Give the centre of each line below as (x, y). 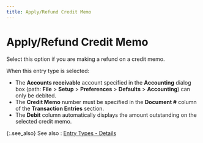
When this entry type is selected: (48, 71)
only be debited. (36, 96)
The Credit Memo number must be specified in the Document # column (106, 102)
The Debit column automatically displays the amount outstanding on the (106, 115)
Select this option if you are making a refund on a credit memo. (86, 59)
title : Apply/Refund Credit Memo (49, 12)
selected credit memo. (43, 121)
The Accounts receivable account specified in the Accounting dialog (103, 82)
